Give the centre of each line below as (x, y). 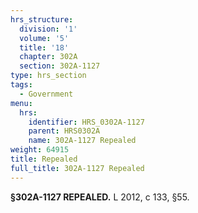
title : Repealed (44, 159)
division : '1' (48, 29)
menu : (21, 103)
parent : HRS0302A (64, 131)
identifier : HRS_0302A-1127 (86, 122)
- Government (46, 94)
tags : (21, 85)
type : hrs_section (48, 76)
